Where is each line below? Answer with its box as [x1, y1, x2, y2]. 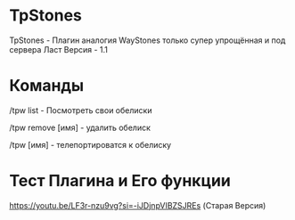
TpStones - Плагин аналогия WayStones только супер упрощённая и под [9, 35, 286, 45]
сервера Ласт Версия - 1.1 [9, 44, 109, 54]
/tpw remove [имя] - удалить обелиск [9, 122, 152, 133]
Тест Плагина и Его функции [9, 171, 232, 191]
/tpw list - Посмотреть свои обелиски [9, 104, 152, 116]
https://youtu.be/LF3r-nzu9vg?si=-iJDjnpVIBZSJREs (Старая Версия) [9, 200, 266, 210]
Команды [9, 76, 85, 96]
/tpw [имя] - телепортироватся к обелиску [9, 139, 172, 150]
